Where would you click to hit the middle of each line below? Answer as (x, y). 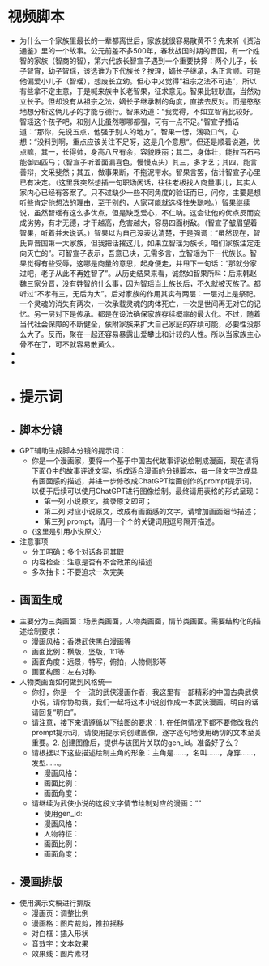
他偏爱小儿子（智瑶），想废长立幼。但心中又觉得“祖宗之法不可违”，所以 (138, 81)
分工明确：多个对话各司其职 (78, 551)
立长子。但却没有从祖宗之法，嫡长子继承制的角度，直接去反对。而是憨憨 (140, 101)
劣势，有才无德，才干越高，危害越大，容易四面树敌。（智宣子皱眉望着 (142, 223)
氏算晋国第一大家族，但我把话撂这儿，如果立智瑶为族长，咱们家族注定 (137, 243)
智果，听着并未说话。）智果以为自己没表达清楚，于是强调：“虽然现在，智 (140, 232)
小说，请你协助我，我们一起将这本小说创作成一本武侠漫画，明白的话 (145, 702)
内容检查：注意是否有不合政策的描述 (92, 562)
